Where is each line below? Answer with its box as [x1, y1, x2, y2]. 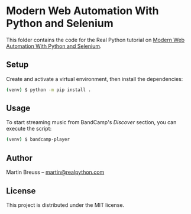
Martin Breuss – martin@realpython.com [6, 168, 105, 176]
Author [6, 153, 33, 163]
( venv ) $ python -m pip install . [6, 87, 92, 93]
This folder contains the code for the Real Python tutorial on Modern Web [6, 36, 185, 43]
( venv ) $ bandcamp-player [6, 137, 70, 142]
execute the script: [6, 125, 52, 132]
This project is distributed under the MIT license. [6, 201, 125, 208]
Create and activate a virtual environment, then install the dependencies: [6, 75, 183, 82]
